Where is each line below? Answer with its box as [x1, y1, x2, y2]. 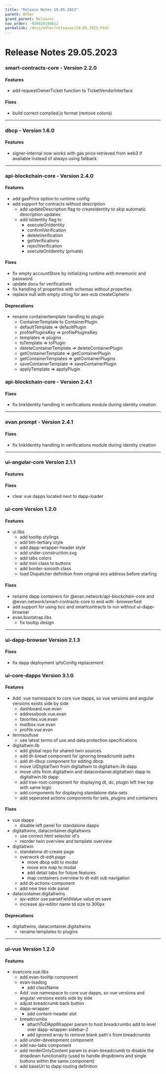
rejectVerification [27, 243, 62, 248]
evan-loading [19, 979, 47, 986]
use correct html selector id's [19, 833, 80, 839]
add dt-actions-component [19, 880, 75, 886]
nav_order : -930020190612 [5, 21, 58, 26]
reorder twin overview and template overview [19, 838, 112, 844]
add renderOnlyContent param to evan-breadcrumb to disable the [19, 1048, 154, 1054]
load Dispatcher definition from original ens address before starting [19, 571, 157, 577]
